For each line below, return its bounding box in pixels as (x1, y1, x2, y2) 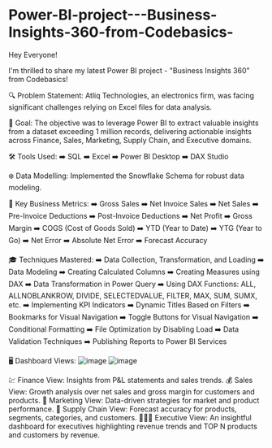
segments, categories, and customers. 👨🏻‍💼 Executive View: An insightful (8, 412, 252, 422)
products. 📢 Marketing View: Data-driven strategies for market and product (8, 395, 260, 405)
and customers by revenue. (8, 429, 100, 440)
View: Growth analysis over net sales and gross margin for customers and (8, 386, 256, 396)
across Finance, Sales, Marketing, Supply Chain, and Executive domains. (8, 135, 252, 145)
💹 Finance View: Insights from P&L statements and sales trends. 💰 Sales (8, 375, 253, 385)
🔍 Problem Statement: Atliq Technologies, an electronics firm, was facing (8, 90, 254, 100)
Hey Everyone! (8, 50, 58, 59)
